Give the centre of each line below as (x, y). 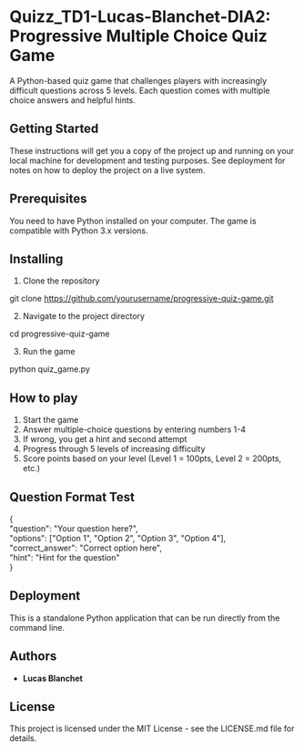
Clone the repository (61, 281)
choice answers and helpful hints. (73, 100)
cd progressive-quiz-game (60, 334)
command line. (37, 627)
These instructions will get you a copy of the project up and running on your (152, 150)
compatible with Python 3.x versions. (79, 231)
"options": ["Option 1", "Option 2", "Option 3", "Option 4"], (118, 538)
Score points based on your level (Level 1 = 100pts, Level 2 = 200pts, (152, 458)
